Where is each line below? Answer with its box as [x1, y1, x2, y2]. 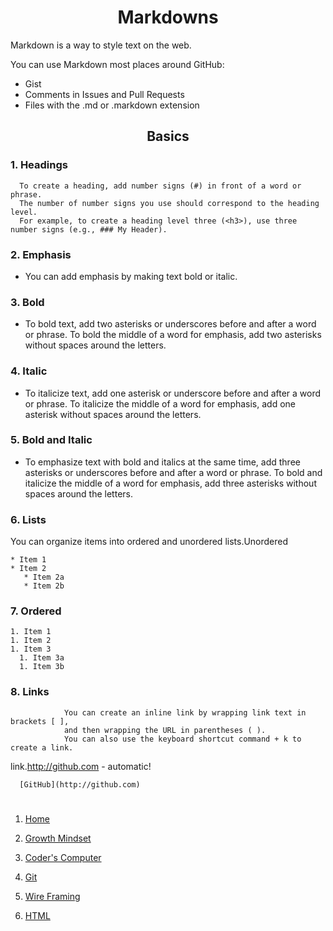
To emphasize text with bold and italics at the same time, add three [24, 456, 301, 468]
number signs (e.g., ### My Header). [10, 224, 168, 235]
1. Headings [10, 158, 68, 172]
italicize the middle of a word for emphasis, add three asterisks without [24, 477, 317, 489]
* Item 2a [23, 572, 65, 583]
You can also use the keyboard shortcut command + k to [63, 734, 302, 744]
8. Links [10, 685, 50, 699]
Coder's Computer [24, 851, 102, 863]
